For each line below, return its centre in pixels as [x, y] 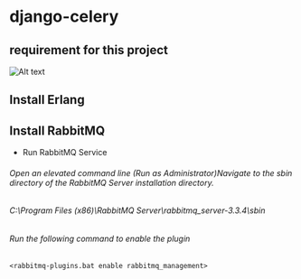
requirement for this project [89, 50]
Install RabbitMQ [57, 130]
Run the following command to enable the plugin [100, 239]
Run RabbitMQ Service [65, 153]
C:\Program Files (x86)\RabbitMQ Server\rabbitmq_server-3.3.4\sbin [137, 210]
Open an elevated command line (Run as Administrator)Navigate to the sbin [151, 172]
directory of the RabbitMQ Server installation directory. [112, 182]
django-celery [64, 17]
